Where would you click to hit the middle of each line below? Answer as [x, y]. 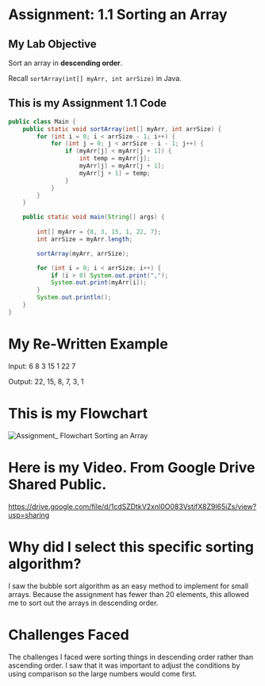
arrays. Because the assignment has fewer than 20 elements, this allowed [129, 594]
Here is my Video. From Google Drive [132, 467]
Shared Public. [58, 484]
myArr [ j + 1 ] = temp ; [115, 173]
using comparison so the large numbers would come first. [103, 673]
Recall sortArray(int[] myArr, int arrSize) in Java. [95, 78]
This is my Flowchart [78, 413]
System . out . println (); [74, 298]
